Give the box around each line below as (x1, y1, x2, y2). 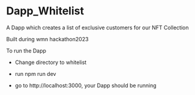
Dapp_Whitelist (6, 4, 84, 18)
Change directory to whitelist (14, 59, 87, 66)
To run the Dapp (6, 47, 47, 54)
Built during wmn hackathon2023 (6, 35, 89, 42)
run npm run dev (14, 70, 56, 77)
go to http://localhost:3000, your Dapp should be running (14, 82, 157, 89)
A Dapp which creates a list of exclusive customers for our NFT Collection (6, 24, 189, 31)
